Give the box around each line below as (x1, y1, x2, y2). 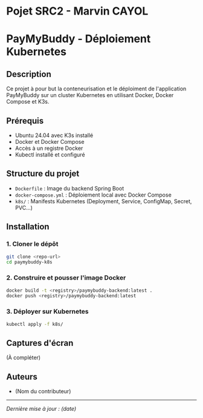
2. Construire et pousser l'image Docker (6, 274, 126, 282)
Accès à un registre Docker (14, 144, 83, 152)
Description (6, 69, 51, 79)
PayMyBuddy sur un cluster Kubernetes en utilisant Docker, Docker (6, 92, 174, 99)
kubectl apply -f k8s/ (6, 321, 63, 327)
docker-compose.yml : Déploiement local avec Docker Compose (14, 191, 172, 198)
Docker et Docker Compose (14, 138, 85, 145)
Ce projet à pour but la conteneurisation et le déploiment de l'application (6, 85, 187, 92)
